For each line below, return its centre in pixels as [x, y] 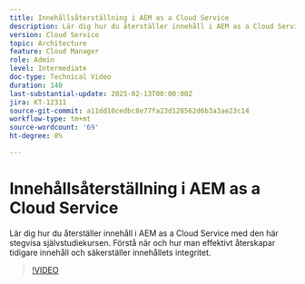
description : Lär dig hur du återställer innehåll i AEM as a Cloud [142, 26]
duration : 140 [36, 85]
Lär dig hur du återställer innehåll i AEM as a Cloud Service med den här [144, 233]
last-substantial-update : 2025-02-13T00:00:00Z [101, 93]
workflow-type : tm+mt [50, 119]
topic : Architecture [49, 43]
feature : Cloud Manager [54, 52]
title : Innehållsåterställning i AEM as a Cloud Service [119, 18]
